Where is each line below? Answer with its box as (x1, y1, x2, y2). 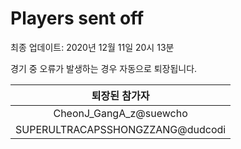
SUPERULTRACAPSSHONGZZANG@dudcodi (15, 122, 227, 136)
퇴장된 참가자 (91, 88, 150, 102)
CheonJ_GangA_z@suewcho (53, 106, 188, 120)
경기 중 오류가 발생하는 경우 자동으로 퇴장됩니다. (10, 62, 198, 74)
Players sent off (10, 7, 145, 30)
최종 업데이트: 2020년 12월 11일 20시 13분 (10, 41, 175, 53)
